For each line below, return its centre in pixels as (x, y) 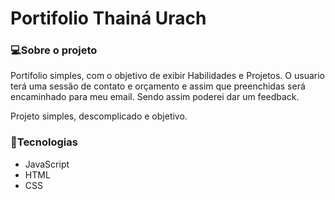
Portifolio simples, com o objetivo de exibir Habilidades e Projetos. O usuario (167, 76)
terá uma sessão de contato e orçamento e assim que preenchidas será (158, 86)
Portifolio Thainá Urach (108, 18)
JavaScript (47, 164)
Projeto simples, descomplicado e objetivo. (99, 116)
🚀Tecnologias (44, 142)
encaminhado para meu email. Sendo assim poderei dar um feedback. (155, 97)
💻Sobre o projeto (54, 50)
